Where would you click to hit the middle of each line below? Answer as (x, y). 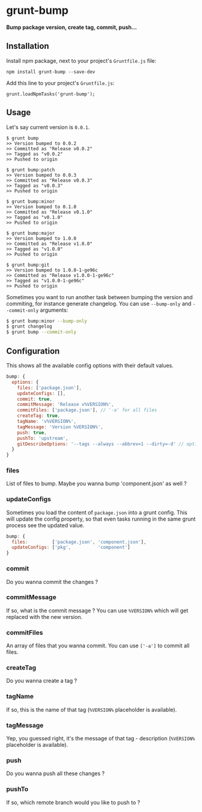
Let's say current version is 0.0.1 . (48, 127)
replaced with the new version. (44, 617)
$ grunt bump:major (31, 233)
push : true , (32, 433)
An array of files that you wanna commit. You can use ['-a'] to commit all (98, 645)
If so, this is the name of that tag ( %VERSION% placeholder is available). (92, 709)
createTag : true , (39, 416)
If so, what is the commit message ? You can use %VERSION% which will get (97, 611)
